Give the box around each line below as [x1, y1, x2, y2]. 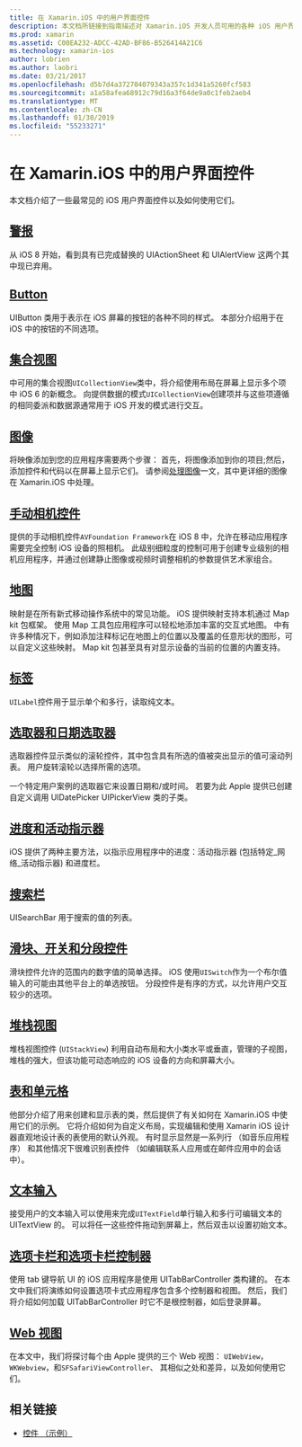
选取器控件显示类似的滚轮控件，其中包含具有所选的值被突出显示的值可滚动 [9, 750, 285, 761]
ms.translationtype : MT [9, 96, 99, 106]
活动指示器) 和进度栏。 [21, 857, 105, 868]
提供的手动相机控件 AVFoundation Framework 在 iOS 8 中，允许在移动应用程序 [9, 531, 289, 542]
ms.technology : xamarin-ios [9, 47, 115, 56]
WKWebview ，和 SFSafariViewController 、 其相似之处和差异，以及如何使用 [9, 1362, 279, 1372]
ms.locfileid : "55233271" [9, 122, 106, 131]
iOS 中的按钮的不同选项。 [9, 323, 104, 333]
